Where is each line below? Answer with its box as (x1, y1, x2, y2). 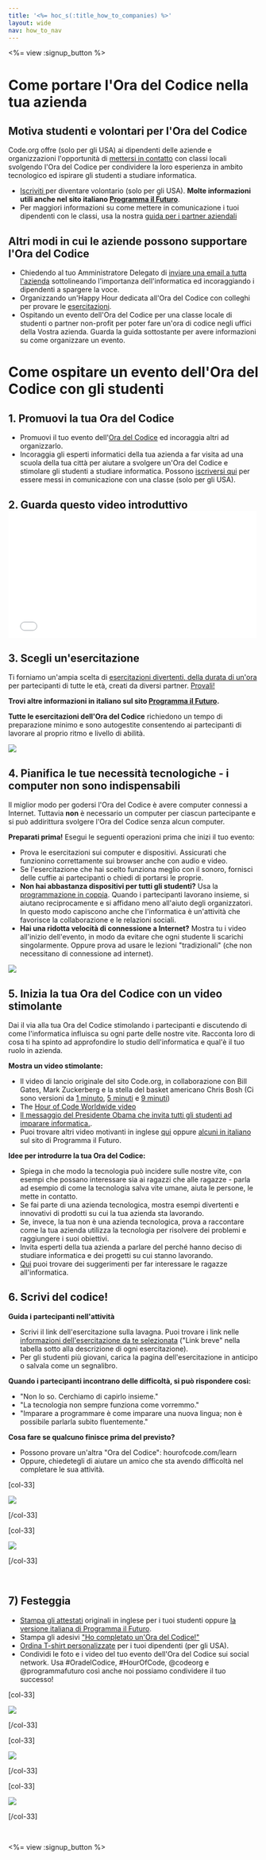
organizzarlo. (19, 442, 64, 451)
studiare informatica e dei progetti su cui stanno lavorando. (19, 1251, 214, 1260)
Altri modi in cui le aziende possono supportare (8, 234, 248, 248)
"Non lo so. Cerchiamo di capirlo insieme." (19, 1391, 159, 1401)
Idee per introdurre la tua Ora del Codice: (8, 1151, 146, 1160)
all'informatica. (19, 1268, 69, 1277)
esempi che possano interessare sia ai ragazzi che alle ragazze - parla (19, 1175, 251, 1184)
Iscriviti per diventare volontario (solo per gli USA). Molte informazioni (19, 186, 252, 195)
